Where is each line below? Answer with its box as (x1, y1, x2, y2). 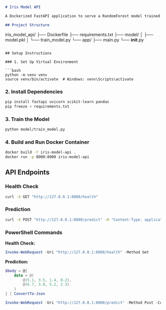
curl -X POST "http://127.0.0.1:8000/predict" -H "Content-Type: (5, 217, 142, 222)
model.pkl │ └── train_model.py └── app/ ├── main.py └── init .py (5, 37, 144, 43)
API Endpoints (5, 168, 50, 177)
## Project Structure (5, 22, 50, 27)
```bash (5, 68, 21, 73)
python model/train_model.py (5, 127, 65, 132)
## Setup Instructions (5, 51, 52, 55)
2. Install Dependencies (5, 88, 63, 95)
